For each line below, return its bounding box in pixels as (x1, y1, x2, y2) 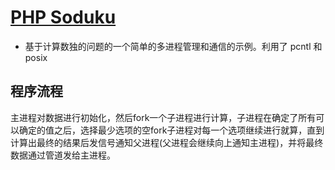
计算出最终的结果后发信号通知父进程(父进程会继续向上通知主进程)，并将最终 (10, 136, 324, 148)
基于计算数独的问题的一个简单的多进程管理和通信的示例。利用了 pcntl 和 (24, 40, 323, 52)
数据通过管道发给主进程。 (10, 149, 116, 161)
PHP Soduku (10, 6, 117, 29)
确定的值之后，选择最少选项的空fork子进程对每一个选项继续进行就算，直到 (18, 124, 325, 136)
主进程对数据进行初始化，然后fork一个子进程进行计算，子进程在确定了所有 (10, 111, 317, 123)
